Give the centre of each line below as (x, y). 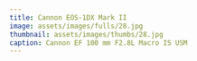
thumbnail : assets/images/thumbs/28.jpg (87, 34)
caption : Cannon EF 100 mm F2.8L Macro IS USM (98, 43)
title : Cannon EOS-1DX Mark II (68, 17)
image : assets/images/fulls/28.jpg (76, 26)
